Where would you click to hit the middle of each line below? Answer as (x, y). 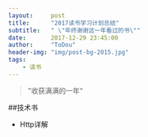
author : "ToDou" (42, 45)
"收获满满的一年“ (55, 90)
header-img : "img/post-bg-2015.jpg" (68, 52)
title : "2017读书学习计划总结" (64, 23)
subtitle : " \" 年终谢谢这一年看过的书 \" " (74, 30)
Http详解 (34, 124)
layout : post (37, 15)
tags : (17, 60)
